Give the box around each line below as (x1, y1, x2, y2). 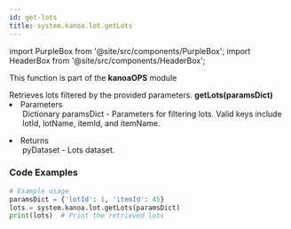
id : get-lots (9, 12, 58, 22)
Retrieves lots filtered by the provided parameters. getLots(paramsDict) (9, 90, 273, 100)
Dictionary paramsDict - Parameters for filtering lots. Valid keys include (21, 108, 282, 119)
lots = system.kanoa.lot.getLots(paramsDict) (9, 203, 180, 212)
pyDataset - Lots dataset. (21, 144, 115, 155)
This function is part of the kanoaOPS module (9, 72, 177, 83)
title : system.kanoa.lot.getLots (9, 21, 133, 30)
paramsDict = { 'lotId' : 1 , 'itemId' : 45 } (9, 194, 165, 204)
